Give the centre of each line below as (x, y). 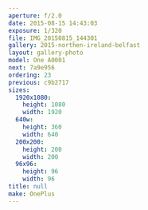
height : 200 (42, 149)
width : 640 (41, 134)
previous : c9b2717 (39, 82)
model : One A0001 (37, 61)
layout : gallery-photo (46, 53)
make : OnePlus (32, 194)
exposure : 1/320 (35, 30)
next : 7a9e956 (32, 68)
